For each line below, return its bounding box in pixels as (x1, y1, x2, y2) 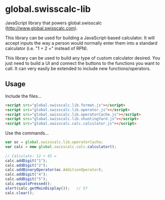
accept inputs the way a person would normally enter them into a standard (5, 40, 158, 46)
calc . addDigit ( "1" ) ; (5, 158, 48, 163)
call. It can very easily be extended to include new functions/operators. (5, 66, 151, 71)
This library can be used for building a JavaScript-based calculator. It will (5, 35, 155, 41)
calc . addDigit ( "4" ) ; (5, 172, 48, 177)
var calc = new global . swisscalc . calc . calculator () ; (5, 144, 117, 149)
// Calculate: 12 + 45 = (5, 153, 57, 158)
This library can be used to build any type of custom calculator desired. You (5, 55, 161, 61)
